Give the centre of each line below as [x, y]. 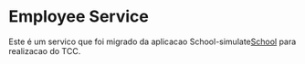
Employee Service [79, 17]
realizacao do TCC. [45, 50]
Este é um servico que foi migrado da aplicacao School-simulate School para [152, 41]
